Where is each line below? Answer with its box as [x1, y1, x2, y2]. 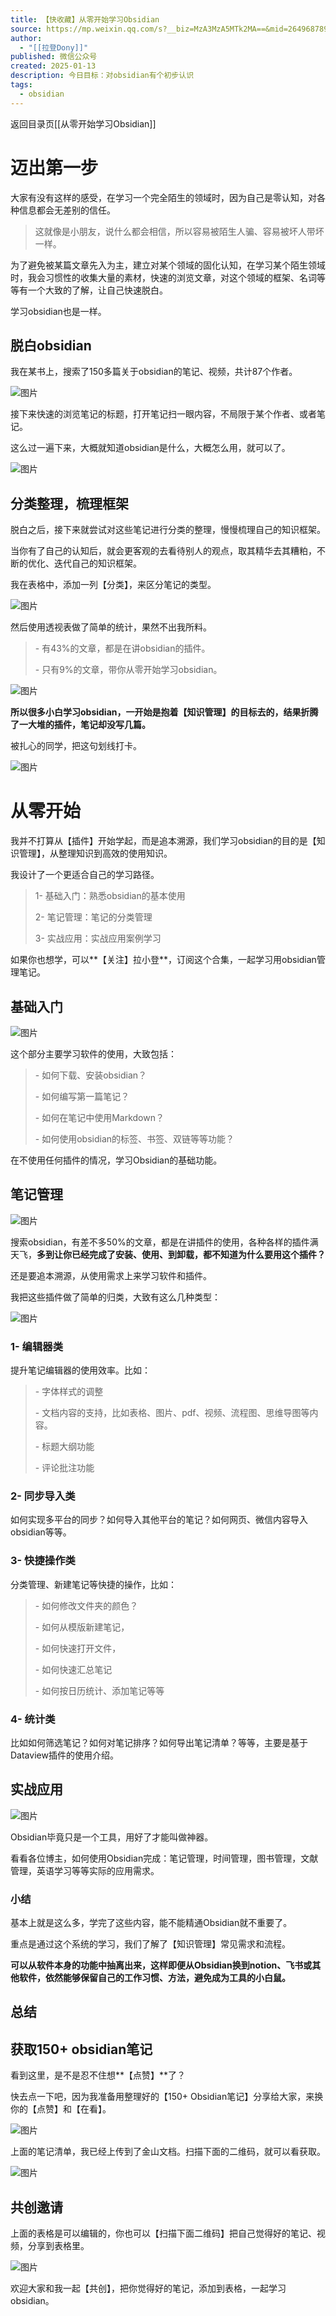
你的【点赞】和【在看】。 [10, 2103, 112, 2115]
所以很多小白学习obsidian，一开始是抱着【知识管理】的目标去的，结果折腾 [10, 706, 319, 718]
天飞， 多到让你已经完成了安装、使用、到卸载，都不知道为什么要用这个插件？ [10, 1248, 326, 1260]
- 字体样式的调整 [34, 1386, 104, 1398]
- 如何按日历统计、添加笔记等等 [34, 1684, 165, 1696]
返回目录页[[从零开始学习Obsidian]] [10, 117, 157, 130]
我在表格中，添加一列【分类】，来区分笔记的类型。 [10, 579, 217, 591]
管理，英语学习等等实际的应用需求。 [10, 1864, 160, 1876]
